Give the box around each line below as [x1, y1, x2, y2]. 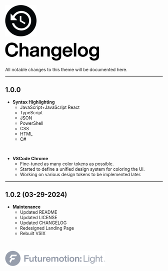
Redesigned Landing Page [19, 225, 74, 231]
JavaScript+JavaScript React [19, 104, 80, 110]
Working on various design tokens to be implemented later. [19, 171, 141, 177]
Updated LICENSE [19, 214, 57, 220]
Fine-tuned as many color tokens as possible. [19, 161, 114, 167]
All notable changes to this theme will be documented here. [5, 66, 127, 72]
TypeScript [19, 109, 43, 115]
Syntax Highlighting [12, 99, 55, 105]
